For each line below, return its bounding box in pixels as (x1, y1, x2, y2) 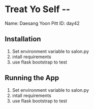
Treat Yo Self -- (5, 4, 71, 15)
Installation (5, 35, 41, 43)
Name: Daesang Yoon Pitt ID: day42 (5, 20, 80, 26)
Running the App (5, 74, 59, 82)
